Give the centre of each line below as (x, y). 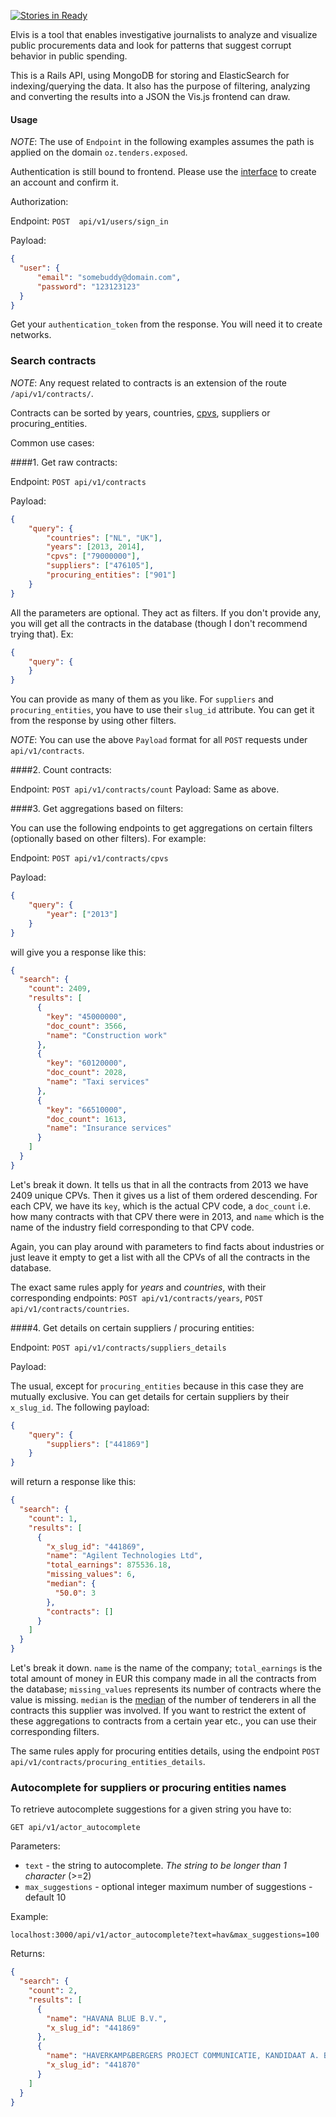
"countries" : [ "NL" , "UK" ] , (104, 538)
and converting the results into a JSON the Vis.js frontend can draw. (150, 96)
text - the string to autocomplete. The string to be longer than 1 (155, 1866)
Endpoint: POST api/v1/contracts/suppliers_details (118, 1347)
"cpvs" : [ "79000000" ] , (93, 556)
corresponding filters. (55, 1731)
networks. (31, 335)
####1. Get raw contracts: (64, 462)
